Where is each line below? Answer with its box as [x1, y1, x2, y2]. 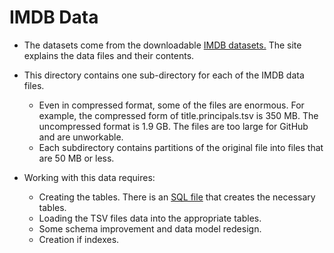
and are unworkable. [38, 131, 124, 143]
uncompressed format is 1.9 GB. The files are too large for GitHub [38, 120, 309, 132]
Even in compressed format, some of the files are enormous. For [38, 99, 305, 111]
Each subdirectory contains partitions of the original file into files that [38, 141, 324, 153]
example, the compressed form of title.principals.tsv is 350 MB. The [38, 109, 319, 121]
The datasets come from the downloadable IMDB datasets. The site [23, 39, 302, 51]
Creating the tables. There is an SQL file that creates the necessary [38, 191, 316, 203]
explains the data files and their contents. [23, 49, 195, 61]
